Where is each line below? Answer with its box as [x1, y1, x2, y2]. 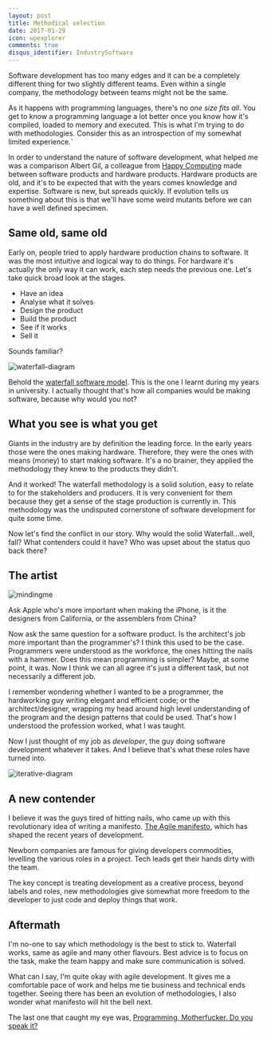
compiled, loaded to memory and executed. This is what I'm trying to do [8, 120, 245, 129]
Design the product [19, 305, 84, 315]
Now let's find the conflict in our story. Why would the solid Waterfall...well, [8, 528, 255, 539]
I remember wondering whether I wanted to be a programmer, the [8, 687, 224, 697]
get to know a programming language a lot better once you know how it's [8, 112, 249, 120]
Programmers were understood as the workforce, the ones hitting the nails [8, 646, 253, 656]
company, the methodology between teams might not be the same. [8, 88, 229, 97]
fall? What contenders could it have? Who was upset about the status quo [8, 537, 251, 547]
